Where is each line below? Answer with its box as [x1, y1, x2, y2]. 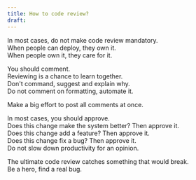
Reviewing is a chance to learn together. [7, 71, 123, 81]
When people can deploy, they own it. [7, 43, 117, 52]
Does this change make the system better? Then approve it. [7, 121, 180, 130]
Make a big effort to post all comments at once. [7, 100, 143, 109]
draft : [7, 17, 27, 24]
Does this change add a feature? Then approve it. [7, 129, 150, 137]
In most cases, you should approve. [7, 113, 110, 123]
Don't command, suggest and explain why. [7, 79, 131, 88]
